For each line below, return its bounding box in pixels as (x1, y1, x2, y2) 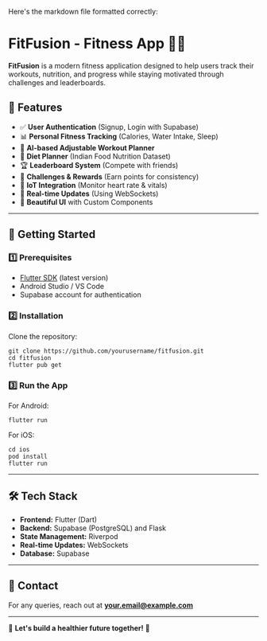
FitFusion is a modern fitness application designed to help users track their (8, 61, 254, 70)
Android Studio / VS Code (19, 282, 105, 291)
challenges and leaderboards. (8, 77, 106, 87)
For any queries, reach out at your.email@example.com (8, 600, 193, 610)
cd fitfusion (8, 354, 52, 362)
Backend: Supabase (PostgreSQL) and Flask (19, 523, 167, 533)
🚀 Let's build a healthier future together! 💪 (8, 623, 151, 632)
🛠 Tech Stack (8, 490, 78, 503)
